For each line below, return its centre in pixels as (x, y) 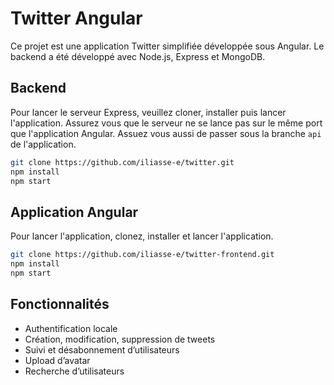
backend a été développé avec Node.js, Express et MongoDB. (138, 56)
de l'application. (43, 144)
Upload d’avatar (57, 360)
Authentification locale (71, 328)
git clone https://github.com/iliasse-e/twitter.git (122, 162)
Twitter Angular (76, 18)
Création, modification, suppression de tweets (120, 339)
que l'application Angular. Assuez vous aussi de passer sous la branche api (166, 133)
